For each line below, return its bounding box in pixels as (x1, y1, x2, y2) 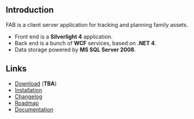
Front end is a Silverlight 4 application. (14, 33, 113, 40)
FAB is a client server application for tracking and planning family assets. (5, 21, 189, 28)
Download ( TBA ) (14, 79, 57, 87)
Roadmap (14, 99, 39, 106)
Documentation (14, 106, 54, 113)
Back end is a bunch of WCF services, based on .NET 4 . (14, 39, 157, 46)
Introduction (5, 5, 54, 15)
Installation (14, 86, 43, 93)
